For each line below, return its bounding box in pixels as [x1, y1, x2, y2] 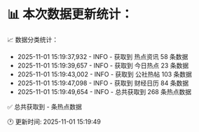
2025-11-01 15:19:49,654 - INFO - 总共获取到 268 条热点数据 [17, 87, 191, 95]
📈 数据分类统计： [7, 35, 58, 44]
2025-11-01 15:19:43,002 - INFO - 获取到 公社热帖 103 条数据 [17, 70, 193, 78]
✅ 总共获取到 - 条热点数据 [7, 103, 83, 111]
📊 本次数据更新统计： [7, 6, 133, 22]
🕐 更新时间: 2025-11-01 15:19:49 [7, 117, 102, 126]
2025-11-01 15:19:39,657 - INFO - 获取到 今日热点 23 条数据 [17, 61, 189, 70]
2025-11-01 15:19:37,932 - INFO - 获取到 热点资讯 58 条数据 [17, 52, 188, 60]
